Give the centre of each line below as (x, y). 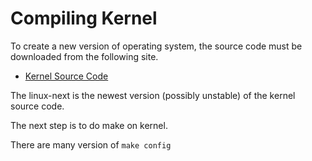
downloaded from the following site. (84, 56)
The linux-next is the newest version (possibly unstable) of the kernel (153, 95)
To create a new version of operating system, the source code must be (156, 46)
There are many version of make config (91, 144)
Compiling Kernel (84, 18)
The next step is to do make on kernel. (89, 125)
